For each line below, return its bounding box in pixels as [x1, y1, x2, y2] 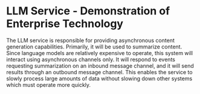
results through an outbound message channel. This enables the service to [6, 68, 193, 75]
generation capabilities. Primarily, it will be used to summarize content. [6, 43, 182, 50]
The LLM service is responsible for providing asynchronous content [6, 37, 175, 44]
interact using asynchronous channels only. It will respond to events [6, 56, 175, 63]
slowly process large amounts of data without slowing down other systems [6, 75, 193, 82]
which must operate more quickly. [6, 81, 91, 88]
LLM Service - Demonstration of [6, 4, 170, 18]
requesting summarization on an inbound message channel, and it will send [6, 62, 195, 69]
